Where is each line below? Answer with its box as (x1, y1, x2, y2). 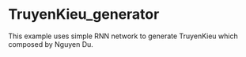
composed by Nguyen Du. (8, 39, 93, 48)
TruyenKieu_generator (8, 5, 160, 23)
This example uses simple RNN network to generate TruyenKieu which (8, 31, 239, 41)
